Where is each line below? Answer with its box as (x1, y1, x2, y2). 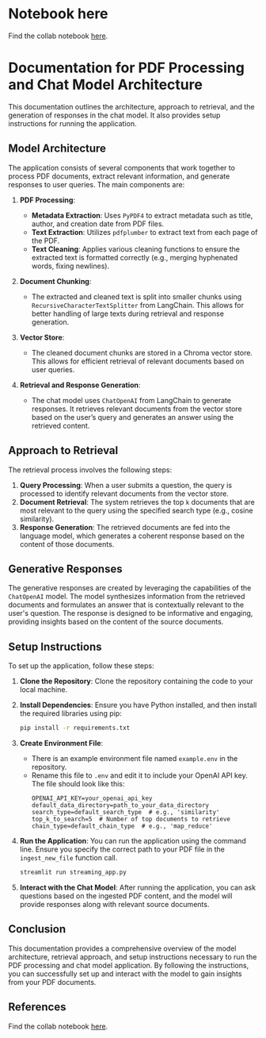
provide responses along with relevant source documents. (19, 899, 210, 909)
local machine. (19, 685, 68, 694)
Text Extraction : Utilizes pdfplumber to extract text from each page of (31, 227, 258, 236)
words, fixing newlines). (31, 261, 109, 271)
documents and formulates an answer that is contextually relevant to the (8, 600, 244, 609)
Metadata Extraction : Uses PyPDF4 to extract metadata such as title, (31, 210, 253, 220)
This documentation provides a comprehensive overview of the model (8, 944, 237, 953)
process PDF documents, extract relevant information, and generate (8, 171, 230, 181)
